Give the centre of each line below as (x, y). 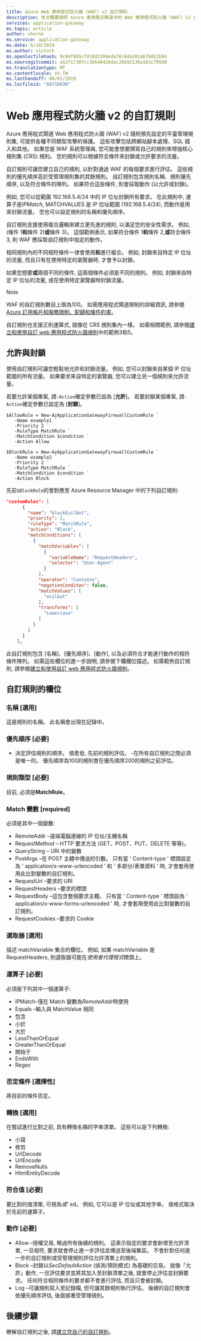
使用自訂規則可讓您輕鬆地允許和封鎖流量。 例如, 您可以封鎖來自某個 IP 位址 (99, 368)
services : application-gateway (45, 23)
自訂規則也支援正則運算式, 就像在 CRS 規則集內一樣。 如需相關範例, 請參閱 (98, 324)
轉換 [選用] (22, 1113)
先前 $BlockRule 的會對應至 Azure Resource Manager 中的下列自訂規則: (93, 490)
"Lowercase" (59, 613)
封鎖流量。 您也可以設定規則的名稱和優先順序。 (70, 211)
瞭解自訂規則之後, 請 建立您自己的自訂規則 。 (60, 1331)
